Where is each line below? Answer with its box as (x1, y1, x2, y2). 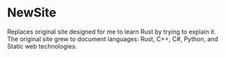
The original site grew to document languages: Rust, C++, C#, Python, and (7, 34, 219, 43)
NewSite (7, 5, 57, 21)
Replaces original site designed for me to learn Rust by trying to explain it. (7, 27, 217, 36)
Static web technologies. (7, 42, 78, 50)
